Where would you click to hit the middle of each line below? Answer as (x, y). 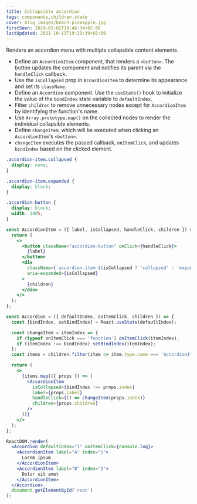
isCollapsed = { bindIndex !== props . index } (83, 387)
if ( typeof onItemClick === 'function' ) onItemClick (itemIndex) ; (98, 338)
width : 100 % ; (27, 214)
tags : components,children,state (47, 17)
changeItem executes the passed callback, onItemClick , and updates (97, 143)
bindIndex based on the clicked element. (64, 149)
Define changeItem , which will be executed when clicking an (86, 130)
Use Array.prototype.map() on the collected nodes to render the (92, 117)
